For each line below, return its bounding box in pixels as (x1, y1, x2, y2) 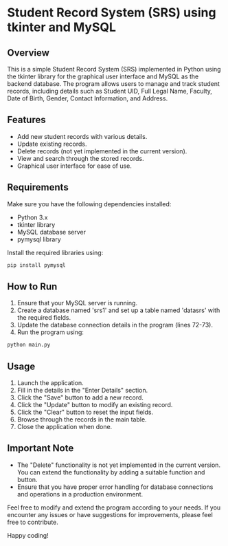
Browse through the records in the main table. (16, 415, 147, 424)
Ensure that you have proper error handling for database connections (16, 483, 214, 491)
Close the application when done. (16, 423, 113, 430)
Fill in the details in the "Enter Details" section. (16, 386, 148, 394)
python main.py (7, 342, 51, 349)
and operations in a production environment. (16, 490, 143, 498)
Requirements (7, 182, 69, 193)
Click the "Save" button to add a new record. (16, 393, 144, 402)
